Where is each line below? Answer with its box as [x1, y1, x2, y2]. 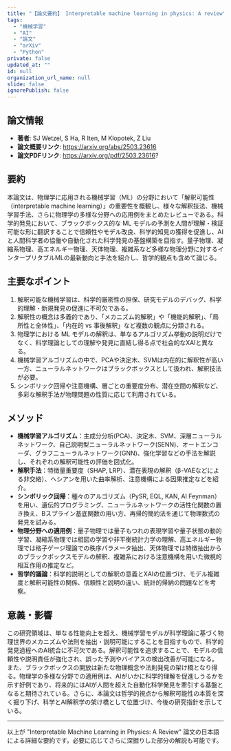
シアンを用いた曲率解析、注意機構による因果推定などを [56, 475, 213, 483]
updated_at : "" [7, 61, 51, 68]
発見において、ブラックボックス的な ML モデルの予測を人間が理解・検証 [19, 219, 223, 227]
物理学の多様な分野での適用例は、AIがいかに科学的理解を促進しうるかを [19, 672, 224, 681]
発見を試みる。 [16, 518, 60, 527]
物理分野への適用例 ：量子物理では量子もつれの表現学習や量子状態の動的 [16, 527, 222, 535]
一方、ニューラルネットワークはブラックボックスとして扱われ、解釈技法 [16, 364, 222, 373]
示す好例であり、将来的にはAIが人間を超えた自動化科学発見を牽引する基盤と [7, 681, 223, 689]
